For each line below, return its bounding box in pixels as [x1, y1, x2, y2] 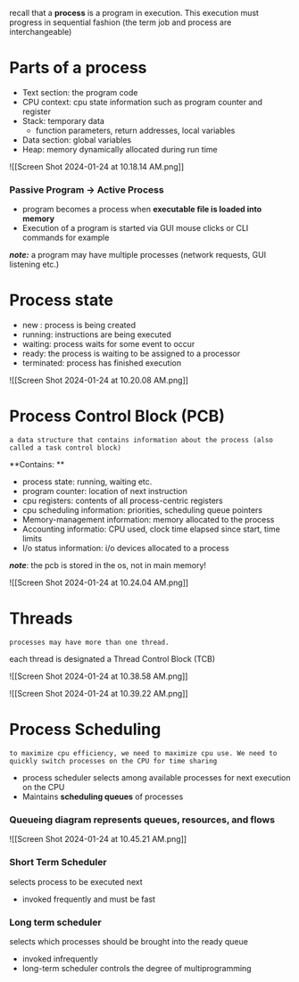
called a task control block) [9, 443, 122, 453]
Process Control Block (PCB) [9, 406, 225, 426]
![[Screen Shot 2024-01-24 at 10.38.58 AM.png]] [9, 671, 188, 681]
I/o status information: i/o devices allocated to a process [21, 543, 229, 554]
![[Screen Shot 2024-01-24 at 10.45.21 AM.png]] [9, 834, 187, 845]
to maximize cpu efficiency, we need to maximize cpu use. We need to [9, 748, 278, 757]
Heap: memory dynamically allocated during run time [21, 144, 218, 154]
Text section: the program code [21, 87, 138, 97]
